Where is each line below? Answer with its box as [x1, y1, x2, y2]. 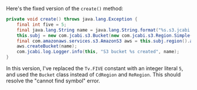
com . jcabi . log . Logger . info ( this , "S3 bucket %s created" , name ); [16, 49, 180, 55]
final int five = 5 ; [16, 22, 67, 27]
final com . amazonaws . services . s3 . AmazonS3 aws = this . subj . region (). [16, 38, 191, 44]
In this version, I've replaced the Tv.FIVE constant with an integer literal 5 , [6, 65, 184, 72]
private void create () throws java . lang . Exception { [6, 16, 138, 22]
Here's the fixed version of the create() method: [6, 5, 124, 12]
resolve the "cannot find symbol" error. [6, 77, 101, 84]
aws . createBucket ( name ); [16, 43, 77, 49]
